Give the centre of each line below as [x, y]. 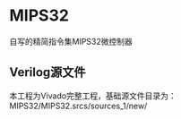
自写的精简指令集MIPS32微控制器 [71, 41]
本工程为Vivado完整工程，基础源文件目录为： [93, 96]
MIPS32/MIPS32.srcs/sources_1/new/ [78, 106]
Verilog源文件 [48, 72]
